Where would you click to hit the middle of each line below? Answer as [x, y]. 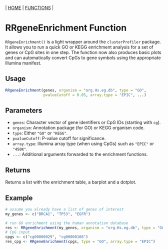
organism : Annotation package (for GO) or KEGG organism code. [78, 128]
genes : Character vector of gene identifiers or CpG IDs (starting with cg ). [86, 122]
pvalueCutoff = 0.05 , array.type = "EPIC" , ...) [95, 95]
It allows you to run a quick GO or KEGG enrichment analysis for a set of [79, 47]
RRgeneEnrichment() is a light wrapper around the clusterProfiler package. [83, 41]
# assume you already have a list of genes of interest [64, 209]
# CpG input [17, 232]
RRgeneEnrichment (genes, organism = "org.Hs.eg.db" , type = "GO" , [76, 90]
